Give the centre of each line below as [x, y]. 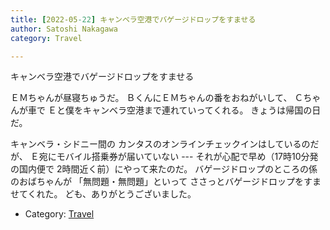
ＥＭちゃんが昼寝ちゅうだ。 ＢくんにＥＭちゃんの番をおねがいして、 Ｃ [157, 98]
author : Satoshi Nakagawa [64, 29]
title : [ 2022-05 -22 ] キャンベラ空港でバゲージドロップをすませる [133, 19]
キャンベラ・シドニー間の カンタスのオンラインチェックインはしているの [160, 144]
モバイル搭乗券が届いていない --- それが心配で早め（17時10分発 [187, 157]
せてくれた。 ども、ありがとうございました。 [103, 194]
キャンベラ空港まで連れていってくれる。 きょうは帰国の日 [202, 110]
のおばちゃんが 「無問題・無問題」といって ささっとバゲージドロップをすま [166, 182]
